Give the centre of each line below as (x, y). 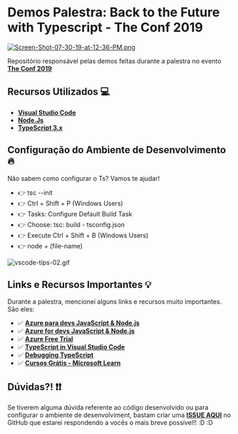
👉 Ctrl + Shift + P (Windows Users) (70, 203)
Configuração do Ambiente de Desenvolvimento (117, 150)
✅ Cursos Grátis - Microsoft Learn (69, 363)
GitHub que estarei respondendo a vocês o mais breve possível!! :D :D (110, 423)
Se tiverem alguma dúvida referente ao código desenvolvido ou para (108, 408)
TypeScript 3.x (40, 127)
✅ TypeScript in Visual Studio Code (71, 347)
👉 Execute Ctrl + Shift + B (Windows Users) (83, 235)
